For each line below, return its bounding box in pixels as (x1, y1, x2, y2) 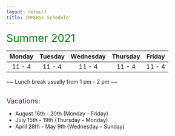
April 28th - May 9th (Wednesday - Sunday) (15, 123, 125, 130)
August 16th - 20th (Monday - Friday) (15, 110, 109, 117)
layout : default (6, 8, 47, 15)
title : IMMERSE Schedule (6, 15, 69, 21)
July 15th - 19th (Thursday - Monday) (15, 116, 108, 123)
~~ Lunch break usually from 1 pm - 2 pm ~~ (6, 78, 118, 85)
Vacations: (6, 96, 41, 105)
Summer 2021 (6, 31, 76, 45)
